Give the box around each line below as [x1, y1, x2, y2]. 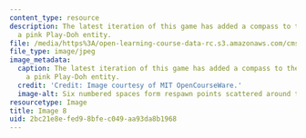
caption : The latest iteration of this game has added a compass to [17, 64, 283, 74]
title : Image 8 [9, 106, 67, 115]
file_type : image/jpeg [9, 47, 96, 56]
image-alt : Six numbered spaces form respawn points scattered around [17, 89, 291, 98]
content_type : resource [9, 13, 100, 23]
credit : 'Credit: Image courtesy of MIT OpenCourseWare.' [17, 81, 243, 90]
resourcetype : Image [9, 97, 88, 107]
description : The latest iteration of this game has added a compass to [9, 22, 291, 31]
